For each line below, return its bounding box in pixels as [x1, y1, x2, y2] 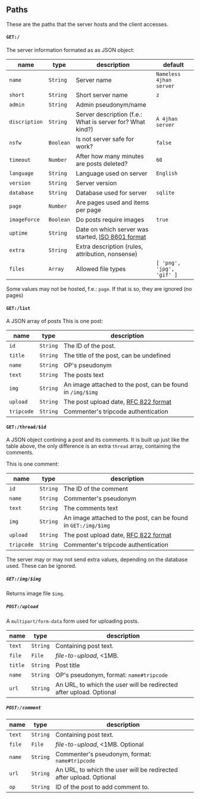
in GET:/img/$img [63, 521, 110, 530]
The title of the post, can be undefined [63, 352, 171, 360]
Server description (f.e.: [76, 110, 142, 119]
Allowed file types [76, 265, 126, 273]
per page [76, 206, 101, 214]
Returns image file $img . [6, 590, 64, 597]
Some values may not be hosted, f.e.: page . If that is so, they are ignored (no [6, 285, 192, 293]
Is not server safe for [76, 135, 134, 143]
